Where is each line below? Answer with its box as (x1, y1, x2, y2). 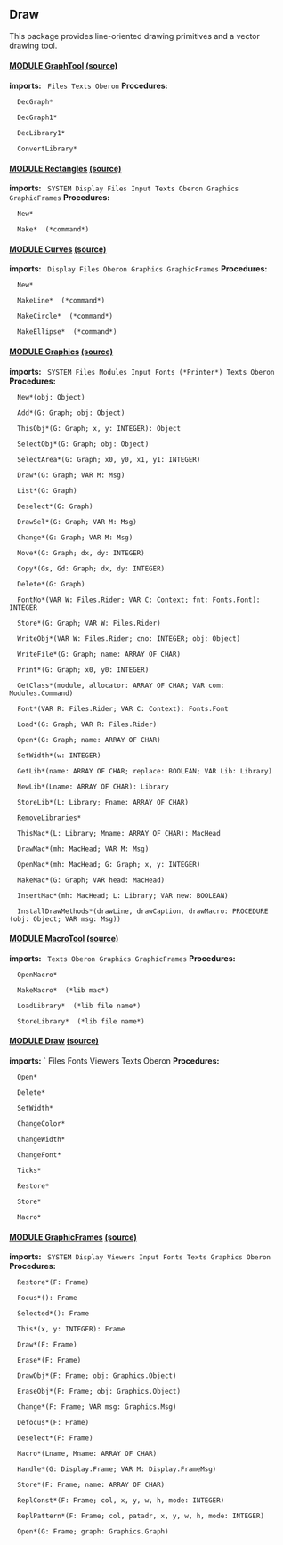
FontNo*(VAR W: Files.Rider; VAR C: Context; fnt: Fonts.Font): (17, 595, 261, 604)
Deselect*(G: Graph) (17, 502, 93, 511)
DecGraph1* (17, 113, 58, 123)
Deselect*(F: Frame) (17, 1434, 93, 1443)
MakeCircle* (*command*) (17, 311, 114, 321)
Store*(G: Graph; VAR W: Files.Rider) (17, 619, 162, 627)
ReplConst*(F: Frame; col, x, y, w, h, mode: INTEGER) (17, 1496, 225, 1505)
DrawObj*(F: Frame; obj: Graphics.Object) (17, 1371, 177, 1380)
